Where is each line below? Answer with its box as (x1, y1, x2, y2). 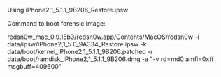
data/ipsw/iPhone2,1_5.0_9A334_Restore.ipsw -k (7, 40, 147, 48)
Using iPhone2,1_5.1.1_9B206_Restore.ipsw (7, 6, 129, 14)
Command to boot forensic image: (7, 19, 106, 27)
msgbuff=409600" (7, 62, 62, 70)
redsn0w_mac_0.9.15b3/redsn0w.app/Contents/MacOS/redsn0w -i (7, 33, 199, 41)
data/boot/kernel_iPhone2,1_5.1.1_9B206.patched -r (7, 48, 153, 55)
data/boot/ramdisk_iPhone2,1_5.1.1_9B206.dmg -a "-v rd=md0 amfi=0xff (7, 55, 215, 63)
